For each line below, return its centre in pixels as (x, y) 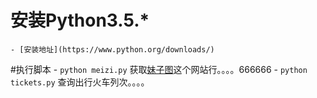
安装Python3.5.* (80, 20)
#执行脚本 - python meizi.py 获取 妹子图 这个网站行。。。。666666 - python (159, 69)
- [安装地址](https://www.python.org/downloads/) (112, 49)
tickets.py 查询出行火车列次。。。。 (80, 82)
